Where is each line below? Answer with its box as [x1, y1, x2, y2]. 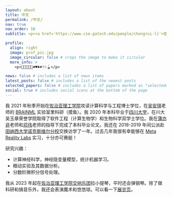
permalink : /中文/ [5, 17, 43, 22]
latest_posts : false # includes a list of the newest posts [5, 78, 137, 83]
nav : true [5, 21, 27, 27]
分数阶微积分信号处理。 [12, 169, 62, 175]
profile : [5, 40, 24, 46]
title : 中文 [5, 12, 29, 17]
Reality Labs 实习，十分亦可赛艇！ [5, 134, 78, 141]
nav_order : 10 [5, 27, 36, 32]
